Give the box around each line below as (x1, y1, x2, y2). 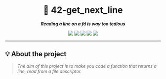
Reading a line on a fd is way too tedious (41, 21, 125, 27)
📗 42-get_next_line (43, 4, 123, 16)
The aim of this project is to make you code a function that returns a (17, 63, 157, 69)
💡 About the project (5, 50, 67, 58)
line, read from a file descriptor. (17, 68, 82, 74)
